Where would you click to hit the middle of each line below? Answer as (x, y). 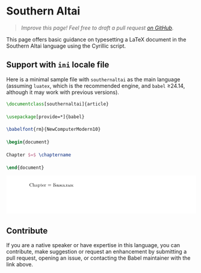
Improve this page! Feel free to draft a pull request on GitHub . (97, 28)
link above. (20, 265)
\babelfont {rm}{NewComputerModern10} (54, 130)
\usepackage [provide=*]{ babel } (45, 117)
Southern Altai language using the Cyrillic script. (66, 46)
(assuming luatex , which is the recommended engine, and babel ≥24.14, (96, 86)
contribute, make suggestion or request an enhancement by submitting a (97, 252)
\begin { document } (28, 142)
